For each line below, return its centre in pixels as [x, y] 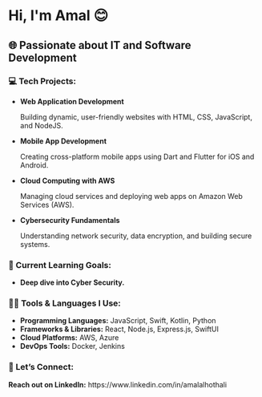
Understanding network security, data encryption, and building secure [136, 236]
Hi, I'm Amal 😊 [58, 16]
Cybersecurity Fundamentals [70, 220]
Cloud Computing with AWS [67, 180]
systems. [35, 244]
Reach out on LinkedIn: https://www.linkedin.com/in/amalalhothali [117, 384]
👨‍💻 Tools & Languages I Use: [65, 303]
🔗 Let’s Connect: [41, 367]
